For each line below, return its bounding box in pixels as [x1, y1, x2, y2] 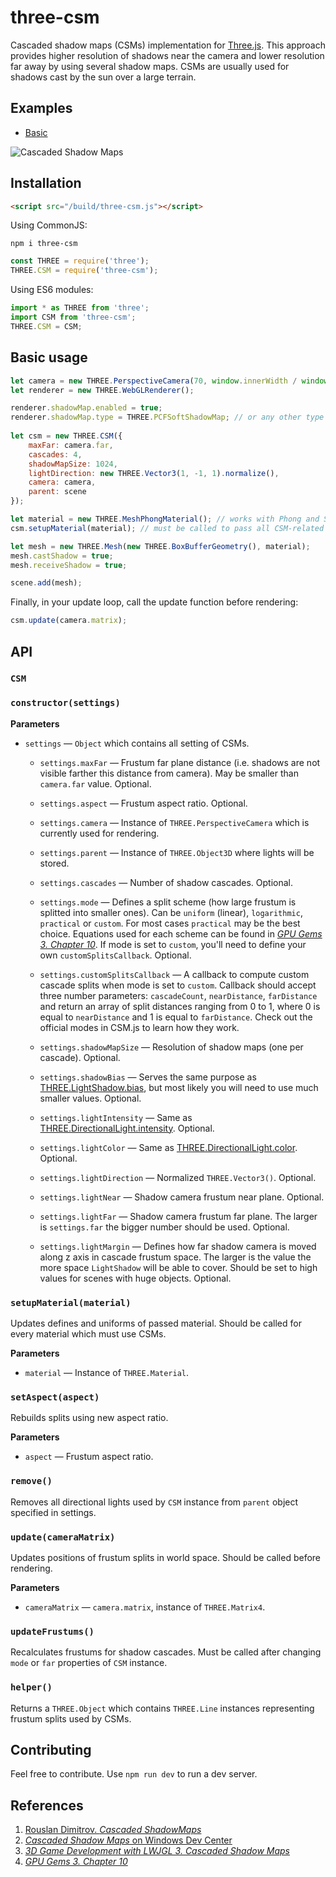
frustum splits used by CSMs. [10, 1712, 132, 1725]
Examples [10, 100, 73, 117]
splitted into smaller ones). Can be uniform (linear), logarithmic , [39, 906, 303, 918]
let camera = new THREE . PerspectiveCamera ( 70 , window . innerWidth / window [10, 376, 329, 386]
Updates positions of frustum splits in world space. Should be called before [10, 1551, 322, 1563]
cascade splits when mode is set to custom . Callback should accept [39, 979, 317, 991]
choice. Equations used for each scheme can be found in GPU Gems [39, 927, 323, 940]
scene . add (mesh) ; [10, 578, 83, 588]
